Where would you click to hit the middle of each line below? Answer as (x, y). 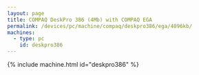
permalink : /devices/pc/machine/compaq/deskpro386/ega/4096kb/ (100, 26)
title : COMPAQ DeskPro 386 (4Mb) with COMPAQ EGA (80, 20)
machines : (21, 32)
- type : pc (29, 39)
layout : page (26, 13)
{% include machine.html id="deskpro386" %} (73, 64)
